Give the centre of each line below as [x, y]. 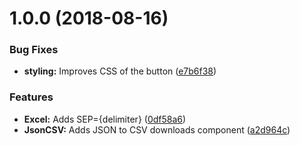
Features [31, 97]
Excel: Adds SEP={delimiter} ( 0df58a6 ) [105, 119]
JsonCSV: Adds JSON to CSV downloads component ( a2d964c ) [157, 129]
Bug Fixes [34, 50]
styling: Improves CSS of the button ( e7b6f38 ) [120, 71]
